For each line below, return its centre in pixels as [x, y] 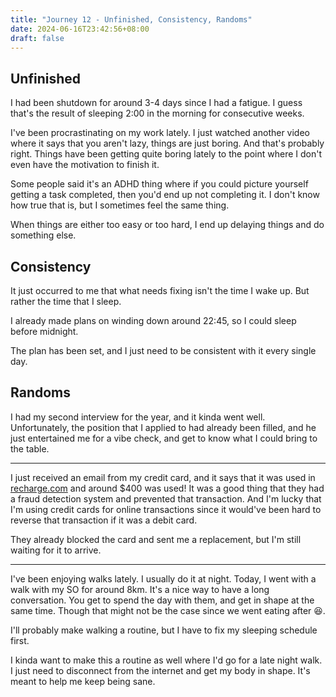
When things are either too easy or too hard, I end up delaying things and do [167, 225]
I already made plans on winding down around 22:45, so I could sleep [153, 320]
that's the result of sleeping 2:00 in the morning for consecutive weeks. [157, 113]
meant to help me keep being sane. [83, 681]
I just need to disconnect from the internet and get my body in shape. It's [160, 670]
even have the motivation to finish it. [85, 165]
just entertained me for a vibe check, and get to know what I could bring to [164, 438]
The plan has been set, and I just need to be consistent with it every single [163, 350]
